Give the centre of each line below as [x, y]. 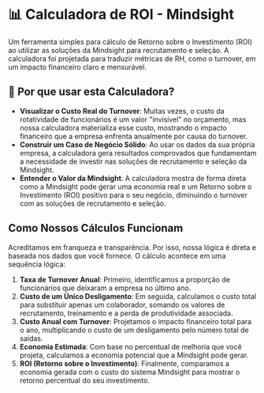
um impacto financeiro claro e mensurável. [78, 66]
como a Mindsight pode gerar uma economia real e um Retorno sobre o [136, 187]
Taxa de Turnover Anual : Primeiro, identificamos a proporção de [125, 279]
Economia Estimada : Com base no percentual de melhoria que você [131, 346]
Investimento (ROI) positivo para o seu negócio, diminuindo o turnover [134, 195]
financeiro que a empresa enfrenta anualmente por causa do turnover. [134, 136]
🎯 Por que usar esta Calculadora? [91, 92]
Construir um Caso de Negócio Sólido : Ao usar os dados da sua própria [137, 144]
